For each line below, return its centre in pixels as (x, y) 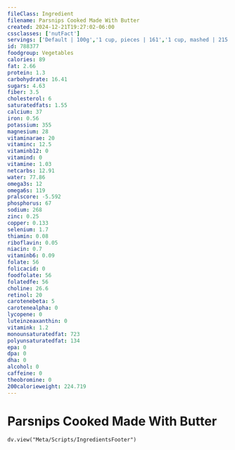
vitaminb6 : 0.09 (31, 256)
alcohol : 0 (23, 367)
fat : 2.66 (22, 66)
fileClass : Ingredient (40, 14)
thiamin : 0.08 (28, 236)
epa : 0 (17, 347)
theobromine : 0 (30, 380)
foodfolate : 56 (30, 275)
